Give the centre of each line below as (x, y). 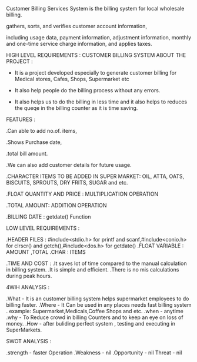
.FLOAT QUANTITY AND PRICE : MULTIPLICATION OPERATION (82, 194)
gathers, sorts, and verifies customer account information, (77, 26)
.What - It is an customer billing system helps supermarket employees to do (98, 299)
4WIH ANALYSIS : (28, 287)
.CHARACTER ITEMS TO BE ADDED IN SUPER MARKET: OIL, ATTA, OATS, (95, 176)
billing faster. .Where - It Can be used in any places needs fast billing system (99, 305)
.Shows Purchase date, (34, 142)
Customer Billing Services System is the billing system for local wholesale (95, 9)
